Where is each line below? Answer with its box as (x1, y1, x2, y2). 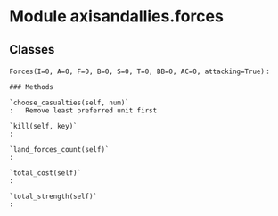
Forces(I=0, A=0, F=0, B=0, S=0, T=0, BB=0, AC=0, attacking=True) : (9, 65, 270, 76)
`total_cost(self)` (9, 169, 82, 178)
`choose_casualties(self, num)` (9, 98, 129, 107)
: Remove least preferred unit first (9, 106, 158, 115)
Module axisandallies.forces (9, 6, 225, 27)
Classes (9, 42, 55, 57)
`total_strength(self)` (9, 192, 98, 201)
